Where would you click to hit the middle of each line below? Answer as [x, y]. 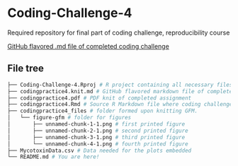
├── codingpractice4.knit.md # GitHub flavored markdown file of [106, 91]
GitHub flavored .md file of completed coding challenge [89, 46]
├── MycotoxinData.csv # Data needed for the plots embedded [100, 150]
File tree [25, 69]
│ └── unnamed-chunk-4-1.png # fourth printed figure [98, 144]
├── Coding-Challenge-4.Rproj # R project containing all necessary [110, 85]
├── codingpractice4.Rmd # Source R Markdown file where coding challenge [120, 105]
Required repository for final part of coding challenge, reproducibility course [119, 32]
